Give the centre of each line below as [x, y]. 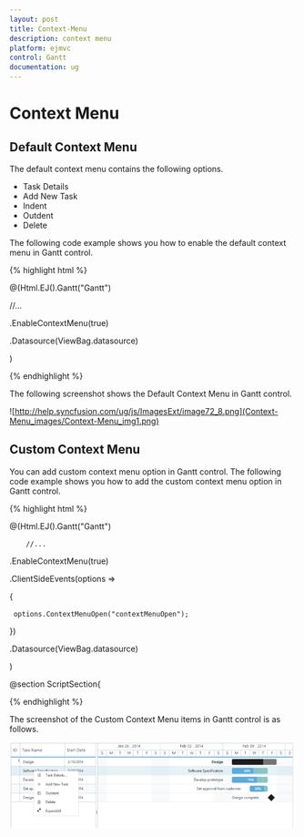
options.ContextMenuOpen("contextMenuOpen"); [101, 614]
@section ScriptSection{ [56, 684]
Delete [35, 225]
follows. [24, 729]
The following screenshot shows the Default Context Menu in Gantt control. [151, 393]
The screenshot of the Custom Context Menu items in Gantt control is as [145, 719]
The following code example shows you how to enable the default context [148, 243]
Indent [35, 206]
